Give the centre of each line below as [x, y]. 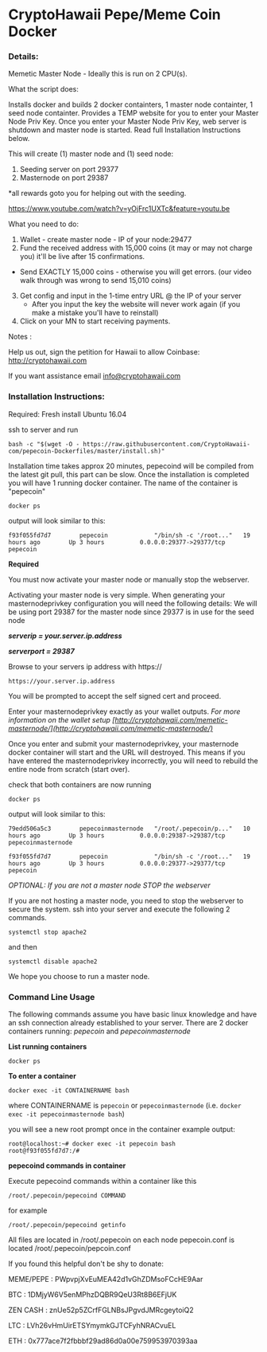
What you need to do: [44, 224]
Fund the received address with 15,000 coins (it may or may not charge [136, 248]
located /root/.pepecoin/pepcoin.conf [70, 1248]
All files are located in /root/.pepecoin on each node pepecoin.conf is [122, 1240]
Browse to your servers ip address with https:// [85, 666]
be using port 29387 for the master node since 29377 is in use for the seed [131, 612]
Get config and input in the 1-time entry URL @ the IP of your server [131, 296]
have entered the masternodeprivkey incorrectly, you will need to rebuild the [133, 760]
